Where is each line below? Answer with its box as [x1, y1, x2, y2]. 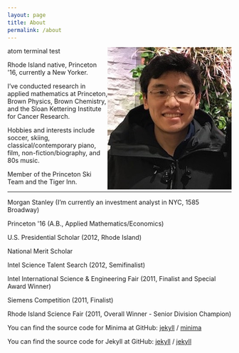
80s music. [7, 157, 41, 165]
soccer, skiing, [7, 134, 51, 142]
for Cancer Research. [7, 112, 70, 121]
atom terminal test [7, 47, 60, 56]
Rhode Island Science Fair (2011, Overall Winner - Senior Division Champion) [7, 310, 232, 318]
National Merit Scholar [7, 247, 73, 255]
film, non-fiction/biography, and [7, 149, 101, 157]
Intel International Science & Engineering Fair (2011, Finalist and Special [7, 275, 216, 283]
